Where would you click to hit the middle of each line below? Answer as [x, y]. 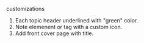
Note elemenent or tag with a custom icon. [69, 27]
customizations [25, 9]
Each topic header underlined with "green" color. [77, 20]
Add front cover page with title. [54, 33]
